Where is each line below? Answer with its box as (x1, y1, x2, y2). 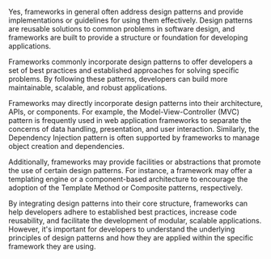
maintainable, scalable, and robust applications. (8, 83, 167, 92)
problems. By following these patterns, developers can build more (8, 74, 228, 83)
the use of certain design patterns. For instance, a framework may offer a (8, 166, 253, 175)
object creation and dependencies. (8, 142, 125, 151)
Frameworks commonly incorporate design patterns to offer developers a (8, 57, 253, 66)
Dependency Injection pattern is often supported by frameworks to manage (8, 133, 260, 142)
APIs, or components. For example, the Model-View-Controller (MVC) (8, 107, 240, 117)
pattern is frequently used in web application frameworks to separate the (8, 116, 252, 125)
